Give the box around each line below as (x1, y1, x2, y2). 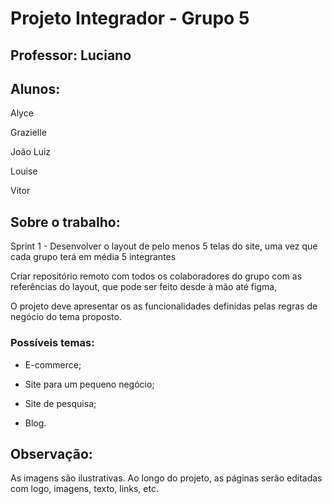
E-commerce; (24, 358, 82, 371)
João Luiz (10, 146, 52, 158)
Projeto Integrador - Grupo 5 (10, 7, 250, 30)
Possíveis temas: (10, 336, 95, 350)
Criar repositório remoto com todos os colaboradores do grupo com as (10, 270, 303, 282)
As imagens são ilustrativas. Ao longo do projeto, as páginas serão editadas (10, 472, 323, 484)
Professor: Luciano (10, 47, 132, 64)
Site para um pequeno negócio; (24, 378, 155, 390)
